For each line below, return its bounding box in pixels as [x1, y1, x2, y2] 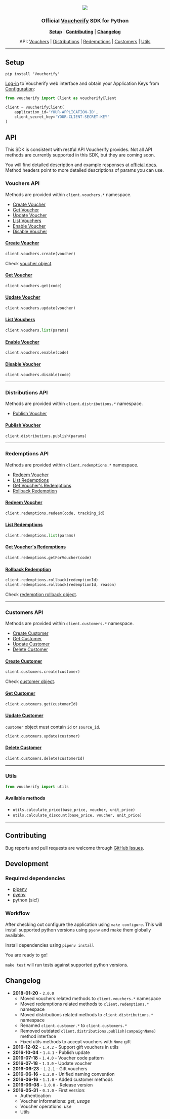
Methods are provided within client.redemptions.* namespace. [5, 461, 139, 468]
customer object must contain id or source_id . [5, 724, 100, 730]
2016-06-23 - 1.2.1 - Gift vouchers [12, 1065, 88, 1072]
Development [5, 859, 49, 868]
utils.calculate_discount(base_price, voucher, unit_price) [12, 813, 142, 818]
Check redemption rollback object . [5, 591, 77, 597]
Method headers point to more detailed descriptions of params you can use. [5, 167, 164, 173]
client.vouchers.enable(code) [5, 350, 69, 355]
